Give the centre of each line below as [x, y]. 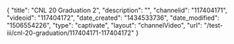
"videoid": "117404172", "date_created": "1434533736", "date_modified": [113, 18]
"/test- [213, 25]
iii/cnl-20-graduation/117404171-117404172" [71, 33]
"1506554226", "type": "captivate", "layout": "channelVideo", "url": [105, 25]
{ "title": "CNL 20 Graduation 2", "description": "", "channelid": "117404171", [117, 10]
